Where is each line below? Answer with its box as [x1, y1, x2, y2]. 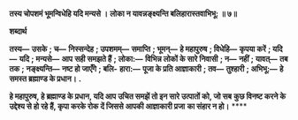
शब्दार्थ [9, 26, 27, 36]
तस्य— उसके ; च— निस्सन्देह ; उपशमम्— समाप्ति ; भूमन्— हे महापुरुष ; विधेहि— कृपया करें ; [9, 44, 271, 54]
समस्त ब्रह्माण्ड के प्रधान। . [9, 73, 82, 84]
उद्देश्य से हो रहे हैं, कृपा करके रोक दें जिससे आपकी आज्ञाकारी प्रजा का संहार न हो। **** [9, 101, 248, 111]
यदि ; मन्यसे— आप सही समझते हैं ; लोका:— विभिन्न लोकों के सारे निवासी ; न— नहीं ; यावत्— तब [19, 54, 288, 64]
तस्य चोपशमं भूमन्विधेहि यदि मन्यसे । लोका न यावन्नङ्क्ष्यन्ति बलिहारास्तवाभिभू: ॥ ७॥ [9, 9, 237, 19]
